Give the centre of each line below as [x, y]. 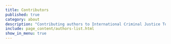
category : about [22, 19]
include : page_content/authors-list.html [50, 29]
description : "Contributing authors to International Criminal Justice [83, 24]
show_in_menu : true [26, 33]
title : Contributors [27, 10]
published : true [22, 15]
